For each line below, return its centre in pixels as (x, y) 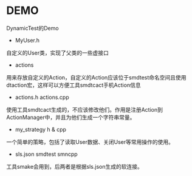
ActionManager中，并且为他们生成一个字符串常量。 (71, 117)
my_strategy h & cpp (41, 129)
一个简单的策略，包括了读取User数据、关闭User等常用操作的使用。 (90, 142)
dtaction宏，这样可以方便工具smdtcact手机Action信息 (74, 85)
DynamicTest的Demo (33, 28)
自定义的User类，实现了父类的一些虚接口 (58, 53)
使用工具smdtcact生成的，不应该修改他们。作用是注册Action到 (84, 109)
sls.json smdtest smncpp (46, 154)
